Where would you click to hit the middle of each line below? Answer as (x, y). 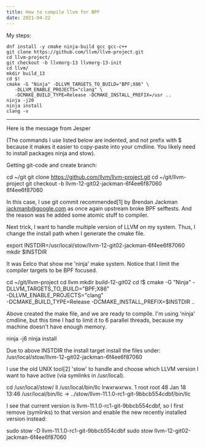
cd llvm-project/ (29, 57)
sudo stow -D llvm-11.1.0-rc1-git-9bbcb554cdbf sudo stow (80, 430)
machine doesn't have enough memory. (57, 327)
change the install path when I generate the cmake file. (76, 233)
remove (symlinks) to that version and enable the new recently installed (97, 412)
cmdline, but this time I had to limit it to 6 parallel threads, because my (95, 320)
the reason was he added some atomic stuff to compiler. (78, 215)
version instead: (27, 419)
